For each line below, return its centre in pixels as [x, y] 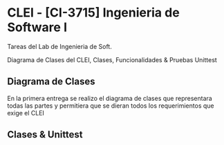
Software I [37, 27]
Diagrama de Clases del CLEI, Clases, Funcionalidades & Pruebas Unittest [112, 59]
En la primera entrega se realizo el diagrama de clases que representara [110, 98]
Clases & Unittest [45, 135]
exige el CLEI [26, 113]
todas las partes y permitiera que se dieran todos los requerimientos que [111, 106]
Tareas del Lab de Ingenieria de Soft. [59, 46]
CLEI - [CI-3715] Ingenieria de [93, 13]
